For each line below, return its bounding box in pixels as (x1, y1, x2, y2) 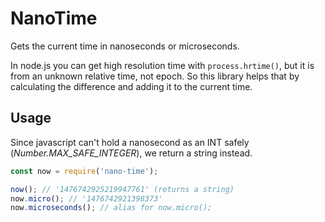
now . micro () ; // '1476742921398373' (10, 193, 163, 204)
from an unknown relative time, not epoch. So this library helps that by (10, 70, 300, 82)
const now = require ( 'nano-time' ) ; (10, 166, 159, 176)
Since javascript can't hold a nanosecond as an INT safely (10, 136, 250, 148)
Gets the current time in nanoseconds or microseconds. (10, 40, 240, 52)
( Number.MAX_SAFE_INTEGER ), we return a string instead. (10, 147, 253, 159)
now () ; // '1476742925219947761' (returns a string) (10, 184, 235, 194)
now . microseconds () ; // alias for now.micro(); (10, 203, 213, 213)
